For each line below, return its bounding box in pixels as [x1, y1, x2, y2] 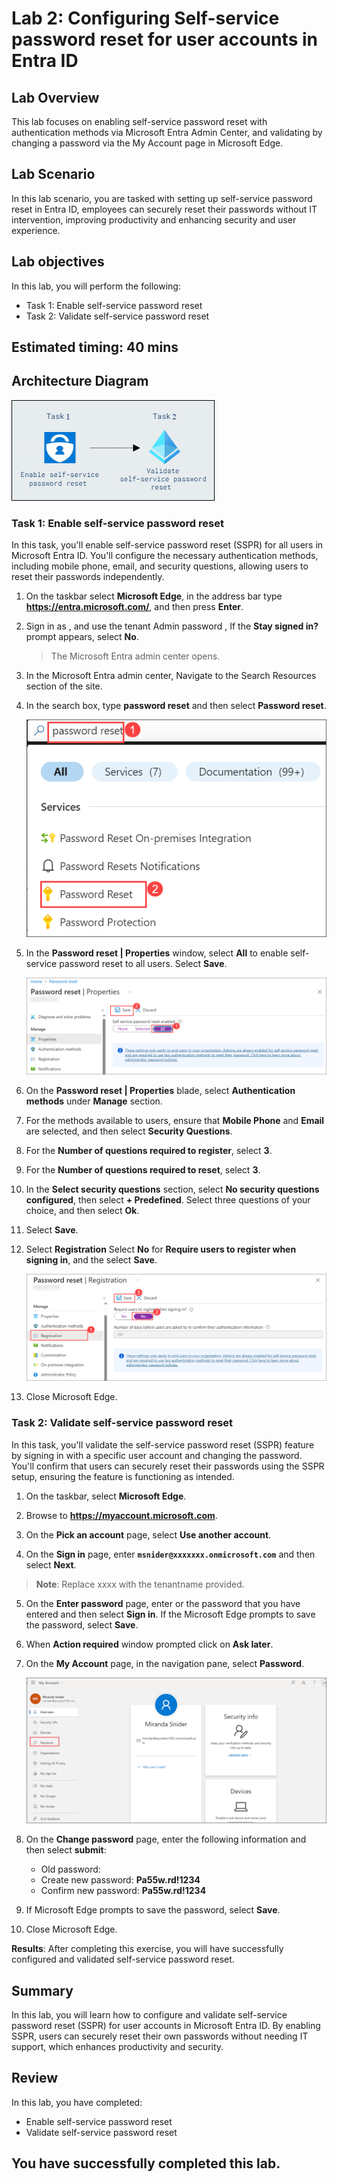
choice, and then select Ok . [25, 1205, 140, 1217]
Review [11, 2070, 59, 2087]
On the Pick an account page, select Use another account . [25, 1528, 272, 1541]
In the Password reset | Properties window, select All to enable [25, 947, 289, 959]
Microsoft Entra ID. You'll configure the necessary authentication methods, [11, 550, 319, 562]
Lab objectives [11, 253, 105, 271]
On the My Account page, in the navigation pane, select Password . [25, 1657, 305, 1669]
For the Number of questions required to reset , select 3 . [25, 1164, 261, 1176]
